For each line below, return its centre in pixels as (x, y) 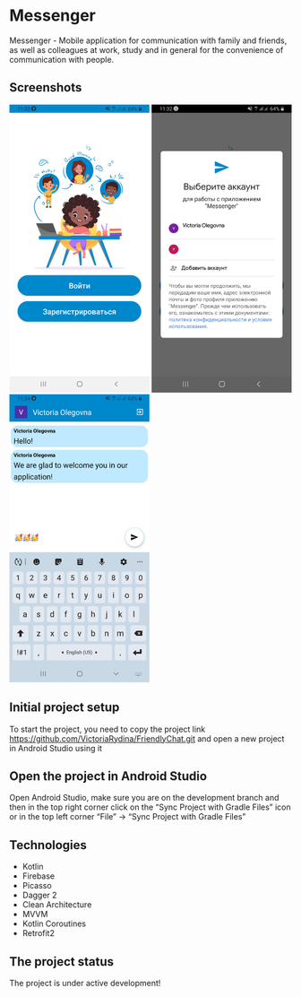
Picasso (37, 886)
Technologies (48, 845)
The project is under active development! (85, 984)
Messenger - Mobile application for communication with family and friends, (148, 40)
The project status (62, 962)
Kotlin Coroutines (54, 923)
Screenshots (46, 87)
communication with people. (62, 59)
